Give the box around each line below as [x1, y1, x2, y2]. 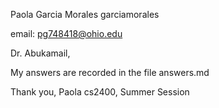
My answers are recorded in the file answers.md [10, 67, 210, 78]
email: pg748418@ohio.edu [10, 28, 123, 39]
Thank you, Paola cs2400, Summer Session [10, 86, 190, 98]
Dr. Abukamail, [10, 47, 71, 59]
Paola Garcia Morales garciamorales [10, 9, 160, 20]
